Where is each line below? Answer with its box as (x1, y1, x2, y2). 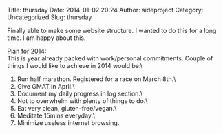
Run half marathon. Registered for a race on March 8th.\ (17, 75, 176, 83)
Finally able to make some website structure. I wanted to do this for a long (7, 27, 217, 34)
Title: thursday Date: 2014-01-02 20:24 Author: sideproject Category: (7, 6, 204, 14)
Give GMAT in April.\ (17, 82, 75, 90)
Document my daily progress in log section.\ (17, 89, 143, 98)
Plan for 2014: (7, 47, 47, 55)
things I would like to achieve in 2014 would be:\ (7, 62, 143, 69)
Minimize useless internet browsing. (17, 119, 120, 126)
